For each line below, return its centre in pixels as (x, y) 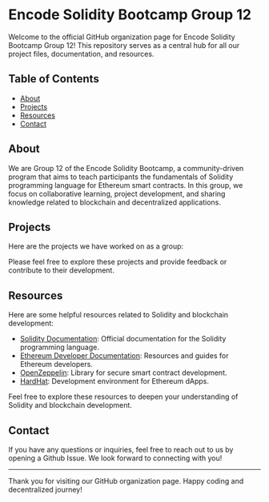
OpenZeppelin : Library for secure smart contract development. (123, 373)
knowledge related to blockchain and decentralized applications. (115, 202)
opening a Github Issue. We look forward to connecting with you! (115, 458)
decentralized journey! (45, 490)
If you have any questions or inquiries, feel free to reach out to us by (121, 450)
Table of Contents (54, 79)
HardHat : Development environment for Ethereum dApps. (114, 381)
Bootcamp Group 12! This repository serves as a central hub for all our (124, 45)
